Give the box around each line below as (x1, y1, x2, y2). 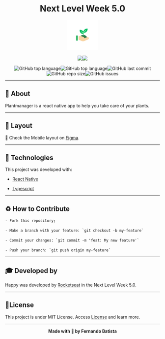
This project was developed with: (5, 167, 72, 172)
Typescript (12, 186, 34, 192)
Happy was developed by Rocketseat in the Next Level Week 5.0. (5, 282, 137, 288)
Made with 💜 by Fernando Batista (48, 328, 117, 334)
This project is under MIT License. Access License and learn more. (5, 314, 140, 320)
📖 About (5, 90, 30, 98)
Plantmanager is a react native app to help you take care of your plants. (5, 102, 150, 108)
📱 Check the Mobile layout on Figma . (5, 135, 80, 140)
